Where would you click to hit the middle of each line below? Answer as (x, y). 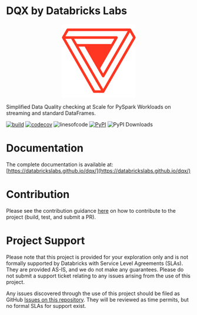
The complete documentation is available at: (60, 164)
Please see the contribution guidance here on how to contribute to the (91, 210)
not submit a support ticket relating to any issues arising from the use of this (98, 276)
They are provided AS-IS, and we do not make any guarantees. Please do (95, 269)
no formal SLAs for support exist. (46, 306)
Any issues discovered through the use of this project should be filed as (93, 293)
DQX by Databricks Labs (67, 11)
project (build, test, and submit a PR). (51, 217)
